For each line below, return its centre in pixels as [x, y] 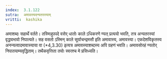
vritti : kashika [24, 19]
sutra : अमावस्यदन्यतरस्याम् [28, 15]
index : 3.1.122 [22, 10]
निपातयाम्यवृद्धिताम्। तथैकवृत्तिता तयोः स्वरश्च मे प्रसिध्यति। [52, 51]
